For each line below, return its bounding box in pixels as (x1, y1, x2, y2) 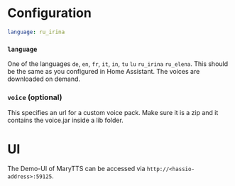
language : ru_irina (7, 28, 65, 35)
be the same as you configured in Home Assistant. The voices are (7, 67, 200, 76)
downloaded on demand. (7, 75, 80, 83)
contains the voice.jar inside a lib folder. (7, 116, 124, 125)
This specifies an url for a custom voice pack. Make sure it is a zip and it (7, 109, 219, 117)
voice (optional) (7, 92, 62, 102)
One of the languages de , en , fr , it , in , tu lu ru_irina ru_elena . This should (7, 60, 229, 68)
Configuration (7, 5, 92, 21)
